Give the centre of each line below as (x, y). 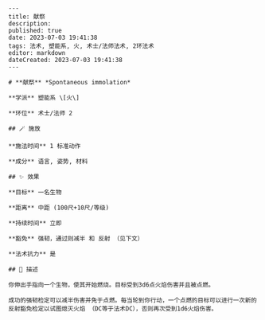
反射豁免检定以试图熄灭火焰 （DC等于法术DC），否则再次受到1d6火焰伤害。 (113, 309)
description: (30, 24)
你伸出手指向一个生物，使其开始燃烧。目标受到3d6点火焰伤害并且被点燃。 (111, 285)
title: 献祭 (27, 17)
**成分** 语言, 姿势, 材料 (48, 162)
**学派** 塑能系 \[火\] (44, 98)
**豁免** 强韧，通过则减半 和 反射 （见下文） (76, 239)
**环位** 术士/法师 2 (41, 113)
